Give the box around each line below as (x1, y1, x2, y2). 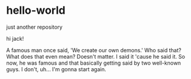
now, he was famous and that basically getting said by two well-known (6, 59, 181, 66)
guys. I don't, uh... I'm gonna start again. (6, 65, 106, 72)
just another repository (6, 23, 63, 31)
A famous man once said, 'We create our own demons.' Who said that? (6, 46, 181, 54)
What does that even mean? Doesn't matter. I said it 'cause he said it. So (6, 53, 185, 60)
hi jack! (6, 35, 24, 42)
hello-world (6, 4, 66, 17)
